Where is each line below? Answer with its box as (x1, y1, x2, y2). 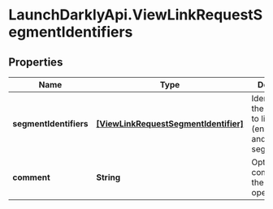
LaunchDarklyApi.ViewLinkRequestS (8, 6, 263, 24)
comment (12, 172, 50, 183)
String (96, 172, 121, 183)
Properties (8, 55, 63, 69)
